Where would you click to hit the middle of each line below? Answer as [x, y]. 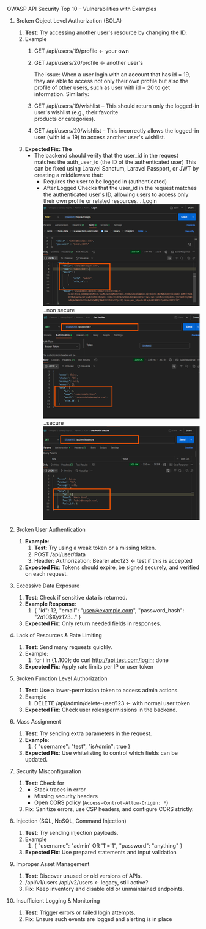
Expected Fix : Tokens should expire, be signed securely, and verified [112, 567]
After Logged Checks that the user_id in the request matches [120, 188]
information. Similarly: [61, 94]
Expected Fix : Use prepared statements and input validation [101, 853]
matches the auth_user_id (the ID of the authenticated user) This [115, 162]
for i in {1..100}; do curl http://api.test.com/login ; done [101, 660]
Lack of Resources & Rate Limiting [59, 636]
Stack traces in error [60, 790]
